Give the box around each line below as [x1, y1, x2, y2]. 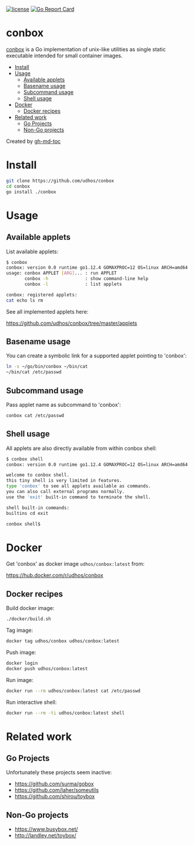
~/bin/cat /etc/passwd [6, 369, 62, 375]
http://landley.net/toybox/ [14, 832, 76, 839]
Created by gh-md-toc [6, 138, 61, 145]
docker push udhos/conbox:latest [6, 665, 88, 671]
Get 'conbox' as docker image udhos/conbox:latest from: [6, 560, 145, 567]
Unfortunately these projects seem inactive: [6, 769, 112, 776]
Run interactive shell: [6, 699, 57, 706]
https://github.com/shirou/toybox [14, 793, 95, 800]
